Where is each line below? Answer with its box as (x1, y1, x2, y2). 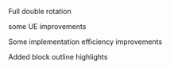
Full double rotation (8, 7, 71, 16)
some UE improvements (8, 22, 87, 31)
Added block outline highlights (8, 53, 108, 61)
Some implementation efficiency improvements (8, 37, 163, 46)
